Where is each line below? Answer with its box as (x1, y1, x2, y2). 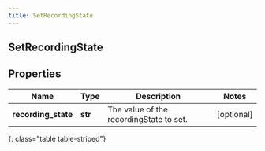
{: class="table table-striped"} (8, 134, 106, 143)
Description (136, 90, 181, 101)
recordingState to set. (107, 113, 188, 124)
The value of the (107, 104, 168, 115)
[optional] (216, 109, 253, 120)
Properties (8, 68, 62, 81)
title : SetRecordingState (8, 11, 93, 20)
